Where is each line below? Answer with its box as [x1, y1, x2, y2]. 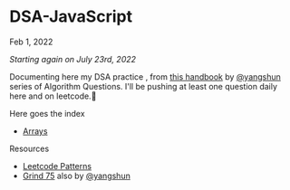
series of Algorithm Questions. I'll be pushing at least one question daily [9, 81, 278, 91]
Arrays [22, 125, 48, 137]
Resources [9, 143, 50, 154]
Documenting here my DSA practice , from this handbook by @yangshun [9, 71, 281, 82]
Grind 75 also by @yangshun [22, 170, 131, 181]
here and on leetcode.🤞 [9, 90, 97, 101]
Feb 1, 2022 [9, 36, 53, 47]
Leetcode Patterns [22, 160, 92, 171]
